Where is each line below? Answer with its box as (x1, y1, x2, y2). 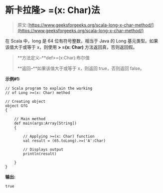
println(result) (23, 151, 57, 156)
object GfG (5, 103, 28, 108)
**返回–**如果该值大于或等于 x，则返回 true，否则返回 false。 (17, 65, 145, 71)
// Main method (14, 116, 46, 121)
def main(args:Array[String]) (14, 121, 77, 126)
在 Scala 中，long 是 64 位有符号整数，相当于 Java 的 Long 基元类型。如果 (5, 38, 159, 44)
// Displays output (23, 147, 64, 152)
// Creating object (5, 99, 46, 104)
